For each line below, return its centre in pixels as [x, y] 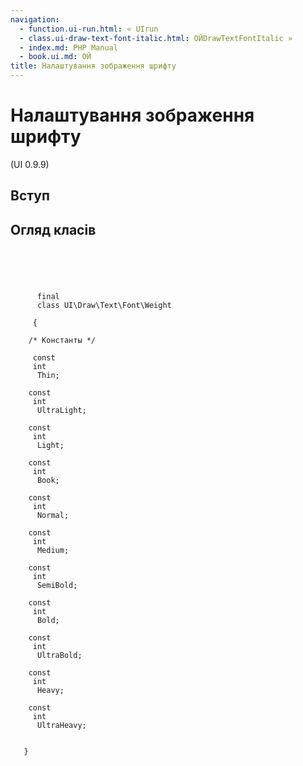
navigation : [35, 19]
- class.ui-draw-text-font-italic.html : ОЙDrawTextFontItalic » [156, 38]
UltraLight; [61, 411]
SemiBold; [57, 586]
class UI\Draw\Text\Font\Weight [104, 306]
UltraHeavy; [61, 726]
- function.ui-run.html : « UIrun [89, 29]
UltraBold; [59, 656]
